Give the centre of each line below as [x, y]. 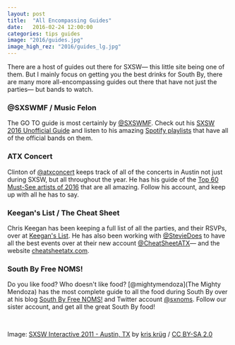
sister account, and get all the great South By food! [81, 307]
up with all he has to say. [43, 194]
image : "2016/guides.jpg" [45, 40]
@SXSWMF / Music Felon [52, 107]
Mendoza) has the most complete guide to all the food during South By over [117, 292]
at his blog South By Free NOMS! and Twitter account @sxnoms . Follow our [117, 299]
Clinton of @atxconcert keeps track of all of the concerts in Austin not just [115, 172]
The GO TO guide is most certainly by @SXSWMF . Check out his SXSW [111, 123]
